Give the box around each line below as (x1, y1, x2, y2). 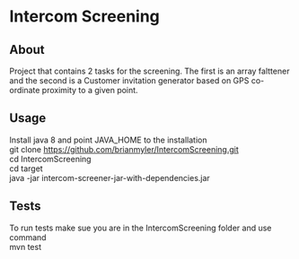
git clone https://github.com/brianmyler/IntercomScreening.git (9, 143, 240, 154)
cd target (9, 163, 43, 174)
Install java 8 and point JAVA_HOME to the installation (9, 134, 208, 145)
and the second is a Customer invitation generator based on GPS (9, 75, 250, 86)
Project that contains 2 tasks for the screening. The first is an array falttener (9, 65, 290, 76)
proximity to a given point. (41, 85, 138, 95)
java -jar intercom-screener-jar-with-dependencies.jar (9, 172, 211, 183)
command (9, 231, 47, 243)
